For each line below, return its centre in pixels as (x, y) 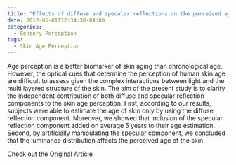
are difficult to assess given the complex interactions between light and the (116, 81)
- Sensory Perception (45, 33)
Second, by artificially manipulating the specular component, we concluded (117, 133)
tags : (15, 40)
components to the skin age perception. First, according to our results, (110, 103)
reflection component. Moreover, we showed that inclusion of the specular (115, 118)
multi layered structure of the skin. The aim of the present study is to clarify (116, 88)
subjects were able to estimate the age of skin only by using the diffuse (111, 110)
